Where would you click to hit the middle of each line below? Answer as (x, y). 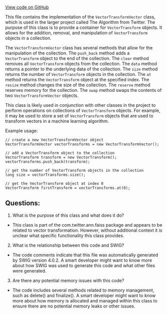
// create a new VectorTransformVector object (54, 140)
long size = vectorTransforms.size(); (45, 175)
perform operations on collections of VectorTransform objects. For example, (83, 110)
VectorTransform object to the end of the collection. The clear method (77, 58)
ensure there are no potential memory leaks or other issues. (74, 306)
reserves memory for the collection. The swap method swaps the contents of (83, 90)
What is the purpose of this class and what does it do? (68, 215)
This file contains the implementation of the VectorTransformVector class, (80, 17)
